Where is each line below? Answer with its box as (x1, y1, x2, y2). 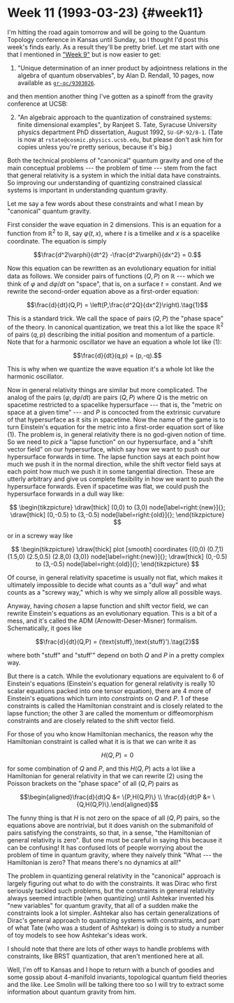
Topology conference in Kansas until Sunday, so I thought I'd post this (7, 35, 209, 43)
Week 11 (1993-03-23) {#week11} (7, 5, 204, 21)
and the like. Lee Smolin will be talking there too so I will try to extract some (7, 981, 224, 989)
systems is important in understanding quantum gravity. (7, 186, 168, 194)
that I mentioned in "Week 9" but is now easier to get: (7, 50, 161, 59)
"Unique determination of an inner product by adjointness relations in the (17, 64, 228, 72)
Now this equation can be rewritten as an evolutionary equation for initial (7, 264, 217, 272)
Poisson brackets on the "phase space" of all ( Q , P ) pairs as (7, 780, 179, 788)
